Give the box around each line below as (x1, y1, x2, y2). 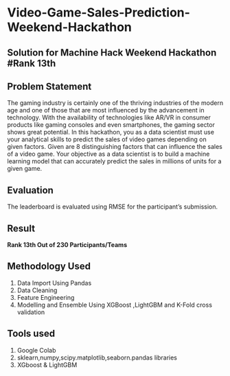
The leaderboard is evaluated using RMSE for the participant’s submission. (7, 202, 218, 211)
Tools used (7, 328, 56, 340)
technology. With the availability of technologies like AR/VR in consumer (7, 113, 211, 121)
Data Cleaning (16, 286, 58, 294)
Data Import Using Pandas (16, 279, 92, 287)
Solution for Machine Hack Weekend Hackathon (7, 47, 217, 58)
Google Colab (16, 346, 56, 354)
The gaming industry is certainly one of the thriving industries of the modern (7, 99, 224, 107)
